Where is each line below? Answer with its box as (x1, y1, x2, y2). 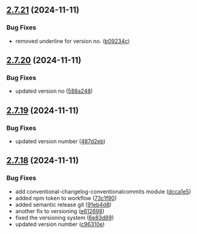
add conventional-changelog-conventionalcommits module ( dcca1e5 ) (15, 187, 191, 195)
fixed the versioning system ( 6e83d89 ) (15, 214, 114, 221)
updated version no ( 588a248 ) (15, 87, 93, 95)
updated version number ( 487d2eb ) (15, 138, 106, 145)
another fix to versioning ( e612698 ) (15, 207, 105, 214)
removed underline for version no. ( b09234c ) (15, 37, 130, 45)
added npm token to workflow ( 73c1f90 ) (15, 194, 117, 201)
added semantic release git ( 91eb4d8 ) (15, 201, 112, 208)
